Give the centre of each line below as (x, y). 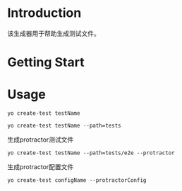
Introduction (44, 13)
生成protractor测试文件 (41, 140)
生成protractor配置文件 (41, 167)
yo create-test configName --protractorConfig (77, 180)
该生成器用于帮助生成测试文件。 (54, 33)
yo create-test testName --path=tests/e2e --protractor (91, 153)
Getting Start (46, 62)
